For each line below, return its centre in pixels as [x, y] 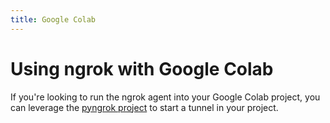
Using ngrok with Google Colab [142, 68]
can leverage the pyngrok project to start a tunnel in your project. [144, 107]
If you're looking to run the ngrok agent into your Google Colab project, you [165, 97]
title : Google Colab [53, 19]
